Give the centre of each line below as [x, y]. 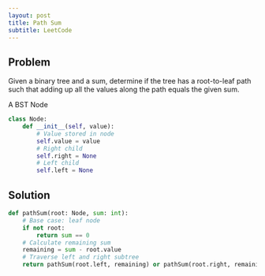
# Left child [58, 163]
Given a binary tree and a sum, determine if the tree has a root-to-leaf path [130, 81]
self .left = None [65, 170]
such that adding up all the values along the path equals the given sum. [124, 90]
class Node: [28, 119]
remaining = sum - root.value [72, 250]
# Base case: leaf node [62, 220]
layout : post [30, 15]
